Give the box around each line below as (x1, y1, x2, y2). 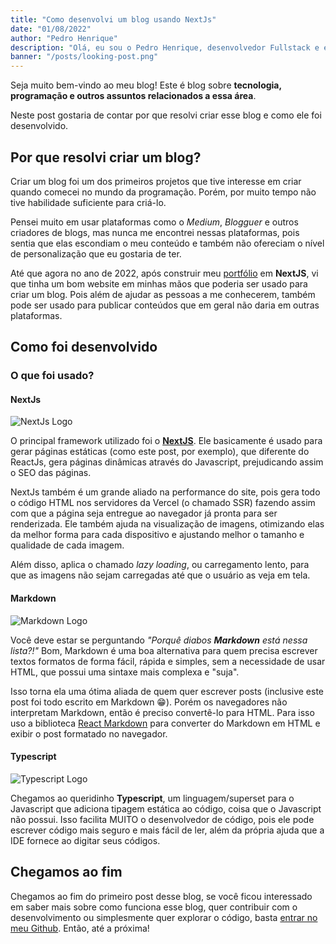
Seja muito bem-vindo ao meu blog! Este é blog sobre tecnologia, (10, 79, 282, 91)
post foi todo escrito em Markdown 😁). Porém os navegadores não (10, 696, 288, 708)
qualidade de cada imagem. (10, 539, 125, 551)
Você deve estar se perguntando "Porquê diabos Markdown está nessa (10, 634, 308, 646)
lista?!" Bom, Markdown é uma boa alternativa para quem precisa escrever (10, 644, 318, 656)
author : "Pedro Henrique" (10, 33, 118, 43)
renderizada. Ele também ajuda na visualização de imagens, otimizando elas (10, 518, 325, 530)
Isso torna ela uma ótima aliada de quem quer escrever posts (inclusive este (10, 685, 325, 697)
